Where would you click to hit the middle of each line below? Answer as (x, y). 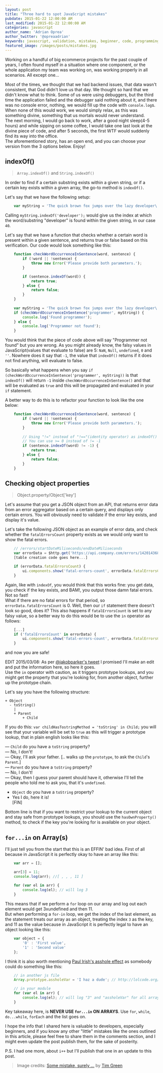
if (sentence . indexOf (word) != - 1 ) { (60, 446)
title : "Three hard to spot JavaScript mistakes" (56, 14)
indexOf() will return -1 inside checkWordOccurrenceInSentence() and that (78, 380)
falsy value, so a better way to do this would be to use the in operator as (78, 616)
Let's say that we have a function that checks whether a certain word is (76, 235)
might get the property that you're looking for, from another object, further (79, 677)
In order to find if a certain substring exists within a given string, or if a (75, 183)
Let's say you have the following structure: (48, 692)
